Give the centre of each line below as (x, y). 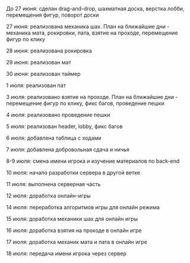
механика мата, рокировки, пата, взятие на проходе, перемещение (92, 33)
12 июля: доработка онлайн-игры (48, 196)
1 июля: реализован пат (36, 85)
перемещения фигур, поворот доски (53, 15)
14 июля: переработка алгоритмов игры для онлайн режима (83, 207)
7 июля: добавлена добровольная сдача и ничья (68, 149)
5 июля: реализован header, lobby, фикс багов (64, 126)
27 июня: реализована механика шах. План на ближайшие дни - (88, 27)
